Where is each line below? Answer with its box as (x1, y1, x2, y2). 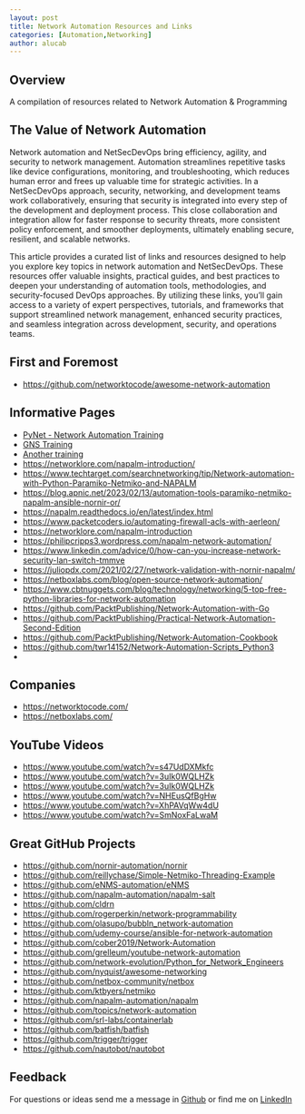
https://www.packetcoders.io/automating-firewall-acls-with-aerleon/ (22, 516, 280, 527)
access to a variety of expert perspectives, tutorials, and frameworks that (9, 299, 284, 310)
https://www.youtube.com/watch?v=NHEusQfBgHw (22, 791, 217, 802)
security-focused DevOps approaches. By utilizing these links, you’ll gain (9, 290, 283, 301)
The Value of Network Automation (9, 123, 207, 138)
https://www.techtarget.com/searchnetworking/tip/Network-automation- (22, 468, 295, 478)
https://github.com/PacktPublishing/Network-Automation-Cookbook (22, 632, 279, 643)
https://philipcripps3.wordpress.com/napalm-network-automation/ (22, 535, 272, 546)
